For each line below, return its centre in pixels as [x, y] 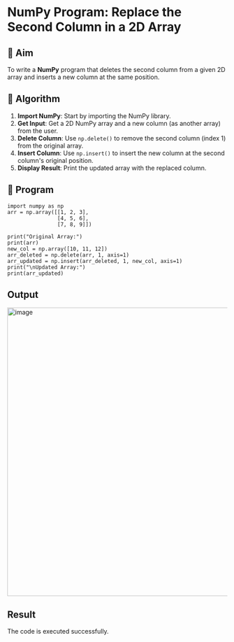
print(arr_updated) [36, 273]
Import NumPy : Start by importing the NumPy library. [94, 115]
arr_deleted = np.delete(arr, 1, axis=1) [68, 255]
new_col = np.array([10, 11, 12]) [58, 249]
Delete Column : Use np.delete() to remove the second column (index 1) [122, 138]
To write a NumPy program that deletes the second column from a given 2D [116, 70]
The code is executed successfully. [58, 632]
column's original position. [55, 160]
